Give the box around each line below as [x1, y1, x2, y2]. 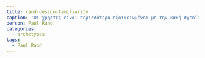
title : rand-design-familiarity [6, 8, 88, 15]
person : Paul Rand [6, 20, 53, 26]
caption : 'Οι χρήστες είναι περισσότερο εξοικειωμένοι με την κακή [6, 14, 182, 21]
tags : [6, 37, 20, 43]
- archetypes [12, 31, 45, 37]
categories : [6, 25, 37, 32]
